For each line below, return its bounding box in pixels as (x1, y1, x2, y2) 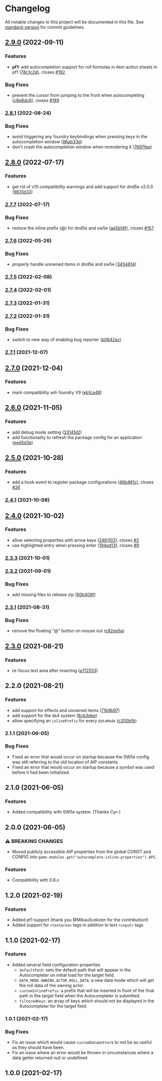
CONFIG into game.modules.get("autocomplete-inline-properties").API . (12, 854, 157, 860)
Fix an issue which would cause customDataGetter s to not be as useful (12, 1039, 152, 1046)
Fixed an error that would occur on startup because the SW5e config (12, 754, 149, 760)
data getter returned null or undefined (12, 1055, 88, 1061)
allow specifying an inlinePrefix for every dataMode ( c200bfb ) (12, 718, 137, 724)
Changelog (5, 3, 50, 14)
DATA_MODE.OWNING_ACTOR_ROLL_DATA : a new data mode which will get (19, 977, 154, 983)
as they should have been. (12, 1045, 65, 1050)
